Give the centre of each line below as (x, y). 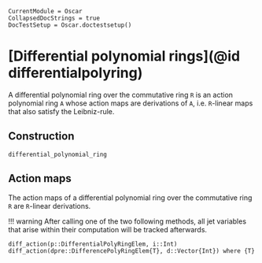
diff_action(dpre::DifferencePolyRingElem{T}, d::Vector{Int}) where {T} (132, 251)
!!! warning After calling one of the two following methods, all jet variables (127, 221)
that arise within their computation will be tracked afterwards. (107, 229)
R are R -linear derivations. (50, 206)
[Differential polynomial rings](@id (124, 56)
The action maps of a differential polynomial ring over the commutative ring (130, 198)
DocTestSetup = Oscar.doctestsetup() (70, 25)
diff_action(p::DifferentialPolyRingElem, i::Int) (93, 244)
